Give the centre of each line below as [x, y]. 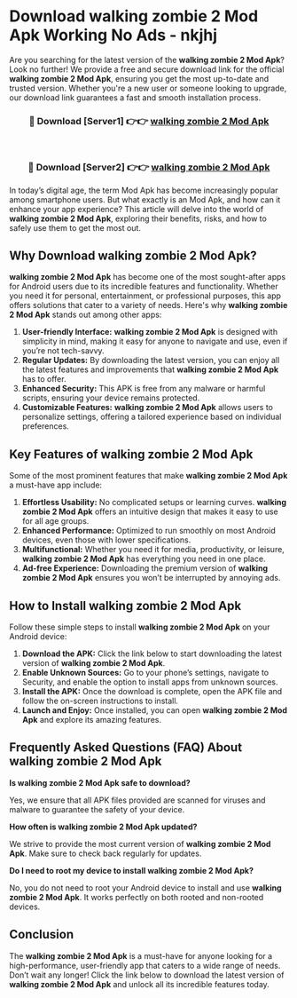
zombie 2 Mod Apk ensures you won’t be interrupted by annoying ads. [151, 578]
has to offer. [44, 379]
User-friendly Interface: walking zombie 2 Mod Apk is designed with [149, 332]
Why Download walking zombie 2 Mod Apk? [133, 255]
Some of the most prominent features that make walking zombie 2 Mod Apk [148, 476]
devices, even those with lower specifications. [106, 540]
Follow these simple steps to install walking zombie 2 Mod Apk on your [140, 627]
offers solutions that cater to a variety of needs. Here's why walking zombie [148, 305]
